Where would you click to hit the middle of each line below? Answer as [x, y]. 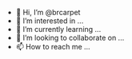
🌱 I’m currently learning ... [58, 29]
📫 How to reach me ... [53, 47]
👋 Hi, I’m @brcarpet [48, 12]
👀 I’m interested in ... [50, 21]
